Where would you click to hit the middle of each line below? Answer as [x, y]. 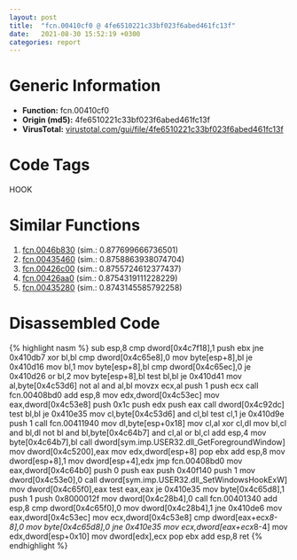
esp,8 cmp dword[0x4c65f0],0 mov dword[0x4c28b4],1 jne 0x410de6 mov [146, 508]
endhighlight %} [39, 545]
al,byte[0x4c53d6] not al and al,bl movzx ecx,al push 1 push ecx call [134, 385]
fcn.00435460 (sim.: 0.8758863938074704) [103, 260]
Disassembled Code [85, 323]
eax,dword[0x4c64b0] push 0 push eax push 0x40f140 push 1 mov [132, 470]
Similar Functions [74, 226]
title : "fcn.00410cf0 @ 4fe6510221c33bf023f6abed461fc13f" [123, 26]
